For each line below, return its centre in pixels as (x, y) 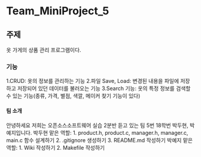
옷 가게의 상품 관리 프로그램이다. (44, 50)
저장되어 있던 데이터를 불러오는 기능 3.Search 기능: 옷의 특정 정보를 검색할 (104, 88)
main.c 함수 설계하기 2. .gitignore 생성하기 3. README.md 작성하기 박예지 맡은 (100, 140)
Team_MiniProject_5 (58, 11)
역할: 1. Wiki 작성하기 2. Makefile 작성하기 (56, 147)
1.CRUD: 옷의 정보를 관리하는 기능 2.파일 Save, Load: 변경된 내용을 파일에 (93, 81)
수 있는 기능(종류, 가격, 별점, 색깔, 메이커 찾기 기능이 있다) (73, 96)
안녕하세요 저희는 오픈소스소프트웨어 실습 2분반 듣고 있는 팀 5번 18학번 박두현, (97, 125)
